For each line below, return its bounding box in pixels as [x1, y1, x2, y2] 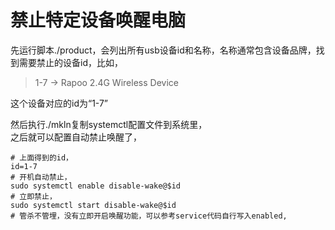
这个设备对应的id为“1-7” [10, 97, 109, 109]
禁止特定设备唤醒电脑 [10, 9, 187, 32]
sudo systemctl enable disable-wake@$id [10, 181, 182, 191]
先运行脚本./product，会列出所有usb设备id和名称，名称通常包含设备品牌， [10, 44, 317, 56]
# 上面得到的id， [10, 152, 73, 163]
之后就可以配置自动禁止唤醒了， [10, 131, 142, 143]
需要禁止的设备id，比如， [18, 56, 123, 68]
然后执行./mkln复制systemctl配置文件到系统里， [10, 118, 208, 130]
